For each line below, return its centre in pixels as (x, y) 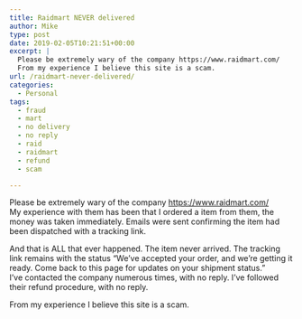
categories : (32, 85)
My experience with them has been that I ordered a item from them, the (142, 212)
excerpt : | (30, 52)
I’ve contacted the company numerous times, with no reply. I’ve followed (144, 277)
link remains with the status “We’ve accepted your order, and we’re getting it (151, 258)
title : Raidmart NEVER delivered (72, 18)
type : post (30, 34)
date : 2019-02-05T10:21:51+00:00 (72, 43)
